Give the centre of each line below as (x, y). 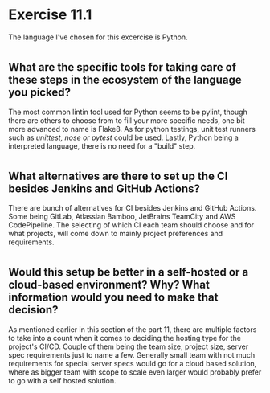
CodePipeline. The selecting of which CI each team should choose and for (131, 225)
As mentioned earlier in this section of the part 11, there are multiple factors (133, 329)
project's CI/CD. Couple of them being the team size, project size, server (129, 346)
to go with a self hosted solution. (62, 380)
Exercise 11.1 (50, 15)
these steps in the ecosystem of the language (125, 80)
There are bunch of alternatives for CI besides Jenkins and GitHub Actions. (133, 208)
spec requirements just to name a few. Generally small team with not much (132, 354)
